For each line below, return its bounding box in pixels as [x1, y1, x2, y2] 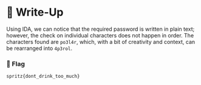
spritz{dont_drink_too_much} [6, 74, 80, 80]
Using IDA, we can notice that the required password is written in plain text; [6, 25, 195, 33]
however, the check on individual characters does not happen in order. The [6, 31, 194, 39]
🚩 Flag [6, 60, 26, 68]
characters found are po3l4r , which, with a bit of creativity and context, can [6, 38, 196, 45]
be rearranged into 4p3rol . [6, 45, 73, 52]
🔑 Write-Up [6, 5, 64, 19]
